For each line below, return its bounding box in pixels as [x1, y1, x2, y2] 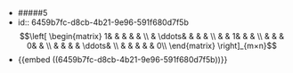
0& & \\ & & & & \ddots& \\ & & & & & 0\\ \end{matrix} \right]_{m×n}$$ [26, 40, 278, 51]
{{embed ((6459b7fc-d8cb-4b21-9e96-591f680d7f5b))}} [17, 54, 228, 65]
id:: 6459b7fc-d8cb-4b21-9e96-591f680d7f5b [17, 17, 189, 28]
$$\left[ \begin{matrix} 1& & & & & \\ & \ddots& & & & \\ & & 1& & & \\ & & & [19, 31, 285, 41]
